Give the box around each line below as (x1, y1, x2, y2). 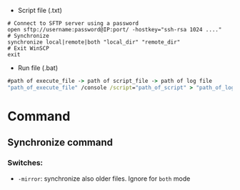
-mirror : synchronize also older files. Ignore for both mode (17, 174, 191, 183)
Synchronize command (7, 136, 113, 149)
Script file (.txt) (17, 6, 63, 14)
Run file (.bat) (17, 64, 59, 72)
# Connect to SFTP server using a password (7, 20, 139, 27)
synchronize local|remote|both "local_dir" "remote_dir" (7, 39, 181, 46)
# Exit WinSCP (7, 45, 50, 52)
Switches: (7, 158, 44, 168)
